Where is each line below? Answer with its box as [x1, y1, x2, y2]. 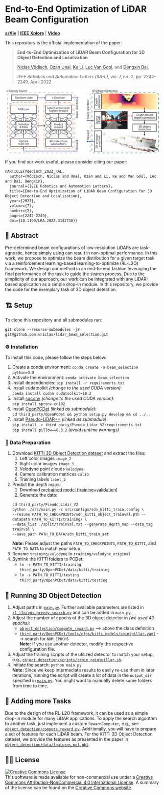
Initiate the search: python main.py [12, 662, 82, 668]
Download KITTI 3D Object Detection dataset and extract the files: [12, 450, 146, 456]
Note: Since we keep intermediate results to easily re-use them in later [12, 667, 155, 673]
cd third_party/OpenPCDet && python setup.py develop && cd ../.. [12, 412, 151, 417]
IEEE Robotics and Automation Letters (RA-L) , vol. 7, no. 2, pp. [17, 73, 143, 79]
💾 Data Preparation [5, 439, 51, 446]
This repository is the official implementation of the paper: [5, 39, 122, 45]
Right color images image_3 [19, 461, 74, 467]
